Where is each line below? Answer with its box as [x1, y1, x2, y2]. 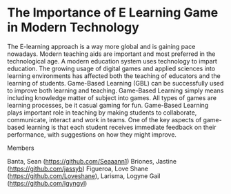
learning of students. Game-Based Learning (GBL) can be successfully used [7, 79, 224, 87]
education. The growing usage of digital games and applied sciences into [7, 64, 216, 72]
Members [7, 144, 34, 152]
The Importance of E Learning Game [7, 5, 219, 21]
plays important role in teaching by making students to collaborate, [7, 108, 197, 117]
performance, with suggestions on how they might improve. [7, 130, 177, 139]
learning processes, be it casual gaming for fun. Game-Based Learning [7, 101, 209, 109]
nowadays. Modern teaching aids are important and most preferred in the [7, 50, 216, 58]
